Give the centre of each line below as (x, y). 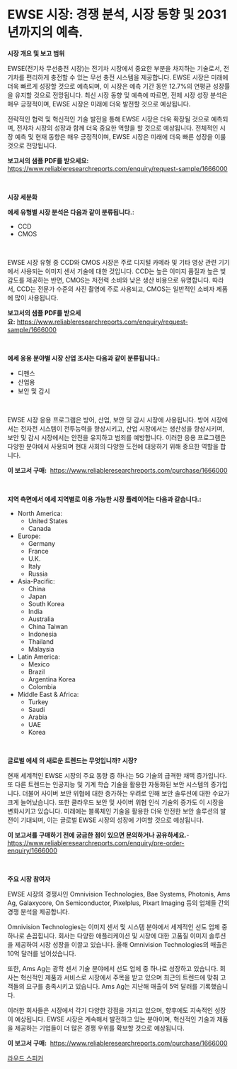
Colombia (42, 686)
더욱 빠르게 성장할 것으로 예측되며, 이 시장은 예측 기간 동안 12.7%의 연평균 (109, 86)
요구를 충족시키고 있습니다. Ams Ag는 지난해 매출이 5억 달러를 (112, 986)
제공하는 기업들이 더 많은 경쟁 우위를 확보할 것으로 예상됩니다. (100, 1028)
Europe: (29, 536)
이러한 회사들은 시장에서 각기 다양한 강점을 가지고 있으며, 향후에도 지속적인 (110, 1010)
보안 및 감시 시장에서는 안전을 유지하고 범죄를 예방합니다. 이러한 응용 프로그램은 (117, 437)
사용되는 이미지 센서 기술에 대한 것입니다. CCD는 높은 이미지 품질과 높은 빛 (123, 271)
